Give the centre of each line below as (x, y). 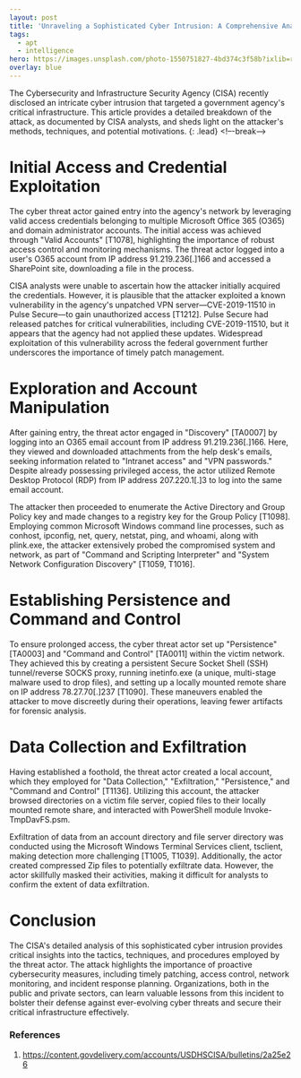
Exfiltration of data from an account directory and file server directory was (146, 837)
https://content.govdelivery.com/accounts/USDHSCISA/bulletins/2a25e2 (156, 1055)
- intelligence (46, 51)
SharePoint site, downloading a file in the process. (102, 268)
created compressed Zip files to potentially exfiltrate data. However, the (142, 865)
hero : (19, 59)
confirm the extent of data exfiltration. (79, 884)
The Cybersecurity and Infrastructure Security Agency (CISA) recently (139, 93)
